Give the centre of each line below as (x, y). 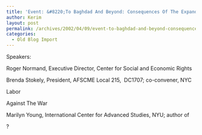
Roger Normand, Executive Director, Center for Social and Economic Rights (99, 68)
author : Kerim (24, 17)
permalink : (20, 28)
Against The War (27, 103)
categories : (21, 34)
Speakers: (19, 57)
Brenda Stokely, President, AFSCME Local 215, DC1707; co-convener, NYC (99, 80)
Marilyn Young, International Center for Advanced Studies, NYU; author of (98, 115)
